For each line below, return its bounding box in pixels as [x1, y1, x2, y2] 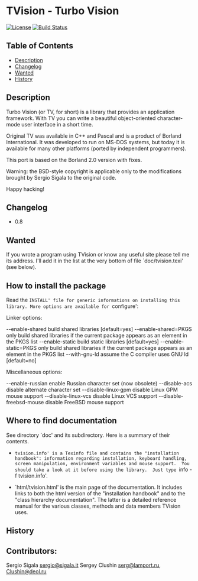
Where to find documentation [6, 416, 117, 426]
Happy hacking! [6, 185, 45, 193]
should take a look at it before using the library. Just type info [14, 466, 189, 473]
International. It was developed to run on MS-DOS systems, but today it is [6, 138, 185, 145]
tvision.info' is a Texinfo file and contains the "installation [14, 450, 179, 456]
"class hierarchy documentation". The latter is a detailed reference [14, 496, 177, 503]
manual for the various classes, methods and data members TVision [14, 502, 181, 509]
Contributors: [6, 546, 57, 556]
